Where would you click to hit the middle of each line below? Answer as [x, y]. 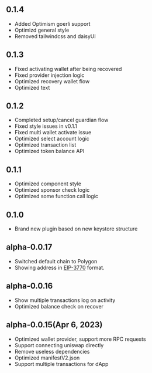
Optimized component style [48, 184]
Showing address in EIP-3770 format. [59, 267]
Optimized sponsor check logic [52, 190]
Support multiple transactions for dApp [61, 364]
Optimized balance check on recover [59, 306]
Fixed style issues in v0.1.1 [46, 126]
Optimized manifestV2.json [47, 358]
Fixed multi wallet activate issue [53, 133]
